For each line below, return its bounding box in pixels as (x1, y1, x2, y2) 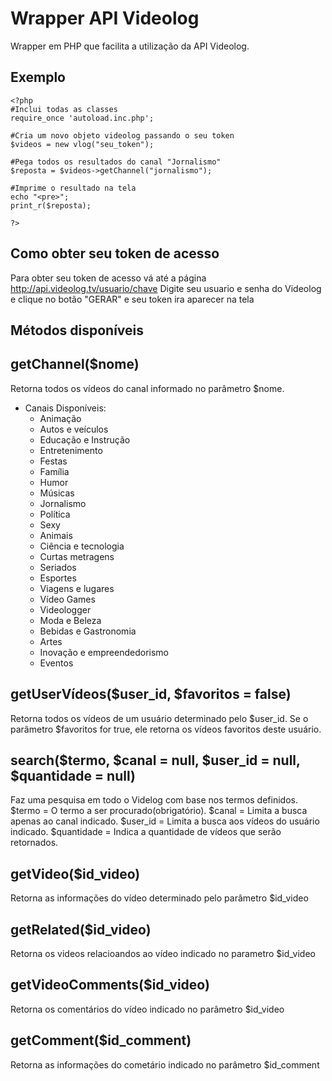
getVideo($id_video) (10, 865, 141, 882)
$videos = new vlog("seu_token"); (10, 139, 155, 149)
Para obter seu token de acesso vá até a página (10, 272, 207, 284)
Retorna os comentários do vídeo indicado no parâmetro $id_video (10, 1003, 285, 1015)
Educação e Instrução (39, 433, 131, 446)
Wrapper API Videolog (10, 7, 200, 30)
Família (39, 465, 70, 477)
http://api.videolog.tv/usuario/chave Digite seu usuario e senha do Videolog (10, 282, 322, 294)
